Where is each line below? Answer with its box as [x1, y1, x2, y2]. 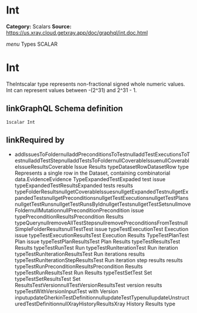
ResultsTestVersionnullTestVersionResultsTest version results [14, 281, 162, 288]
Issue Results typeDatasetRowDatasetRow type [74, 163, 189, 170]
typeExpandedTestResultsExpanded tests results [14, 182, 133, 189]
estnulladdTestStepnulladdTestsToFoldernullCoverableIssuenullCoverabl [14, 156, 189, 164]
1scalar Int [6, 119, 35, 125]
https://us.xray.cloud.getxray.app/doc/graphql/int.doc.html [6, 29, 148, 36]
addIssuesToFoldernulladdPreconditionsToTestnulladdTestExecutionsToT [14, 151, 191, 158]
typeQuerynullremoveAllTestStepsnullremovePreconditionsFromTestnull [14, 219, 188, 226]
